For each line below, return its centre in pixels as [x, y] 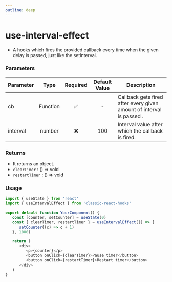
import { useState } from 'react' [42, 199]
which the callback [140, 130]
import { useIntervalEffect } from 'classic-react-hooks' [68, 203]
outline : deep [20, 10]
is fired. [126, 137]
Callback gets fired [140, 97]
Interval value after [140, 124]
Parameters [20, 68]
